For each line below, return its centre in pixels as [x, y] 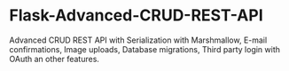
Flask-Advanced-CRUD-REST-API [136, 16]
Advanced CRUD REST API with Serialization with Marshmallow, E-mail [138, 40]
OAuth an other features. [55, 59]
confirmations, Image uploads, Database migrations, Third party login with [145, 49]
